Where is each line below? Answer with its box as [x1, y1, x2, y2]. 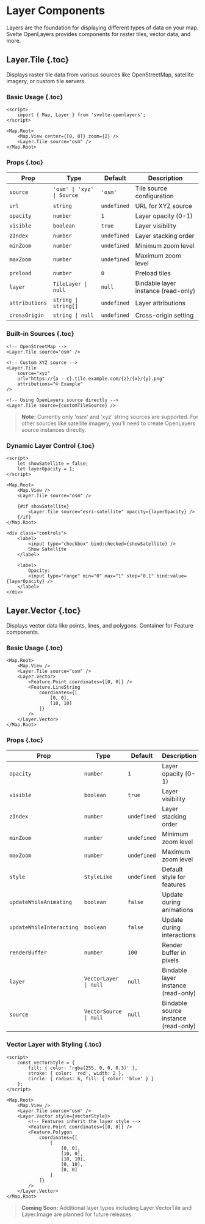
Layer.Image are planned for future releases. [21, 1211, 133, 1218]
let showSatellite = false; [17, 460, 88, 467]
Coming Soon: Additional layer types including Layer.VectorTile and [21, 1204, 192, 1211]
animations [161, 906, 193, 914]
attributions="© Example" [17, 380, 84, 387]
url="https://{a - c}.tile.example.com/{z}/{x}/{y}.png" [17, 376, 165, 382]
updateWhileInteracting [9, 924, 79, 931]
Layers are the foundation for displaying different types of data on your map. [6, 24, 199, 31]
